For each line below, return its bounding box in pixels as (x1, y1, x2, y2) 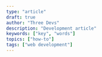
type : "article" (6, 8, 46, 15)
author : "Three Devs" (6, 20, 60, 26)
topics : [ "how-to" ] (6, 36, 55, 42)
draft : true (6, 14, 36, 20)
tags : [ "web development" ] (6, 42, 73, 48)
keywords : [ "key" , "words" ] (6, 31, 76, 37)
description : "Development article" (6, 25, 97, 31)
